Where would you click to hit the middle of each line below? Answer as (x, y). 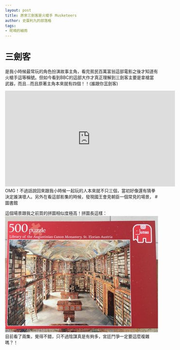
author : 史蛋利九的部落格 (28, 20)
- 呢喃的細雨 (16, 31)
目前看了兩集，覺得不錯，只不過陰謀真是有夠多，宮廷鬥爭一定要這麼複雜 (77, 336)
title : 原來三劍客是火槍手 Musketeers (41, 15)
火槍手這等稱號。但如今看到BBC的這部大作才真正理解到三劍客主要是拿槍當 (80, 77)
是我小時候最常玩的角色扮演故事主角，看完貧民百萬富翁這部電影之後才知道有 (82, 72)
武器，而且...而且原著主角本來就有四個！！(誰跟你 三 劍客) (62, 84)
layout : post (18, 10)
